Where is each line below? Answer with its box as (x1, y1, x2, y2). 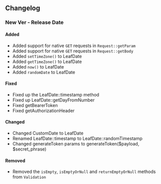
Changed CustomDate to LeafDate (12, 130, 83, 136)
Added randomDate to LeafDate (12, 69, 75, 75)
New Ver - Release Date (5, 19, 64, 26)
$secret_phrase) (12, 146, 46, 152)
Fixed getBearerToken (12, 102, 58, 108)
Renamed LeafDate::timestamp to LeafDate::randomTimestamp (12, 135, 142, 141)
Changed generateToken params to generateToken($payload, (12, 140, 139, 146)
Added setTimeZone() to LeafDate (12, 53, 82, 59)
